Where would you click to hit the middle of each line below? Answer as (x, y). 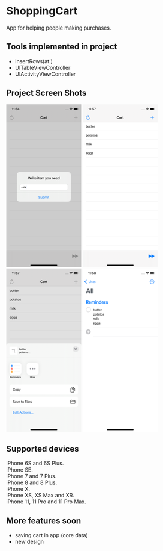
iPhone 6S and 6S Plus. (35, 463)
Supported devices (43, 449)
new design (29, 541)
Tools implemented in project (62, 47)
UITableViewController (43, 67)
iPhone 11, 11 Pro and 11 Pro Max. (46, 502)
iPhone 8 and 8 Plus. (32, 482)
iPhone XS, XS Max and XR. (40, 496)
